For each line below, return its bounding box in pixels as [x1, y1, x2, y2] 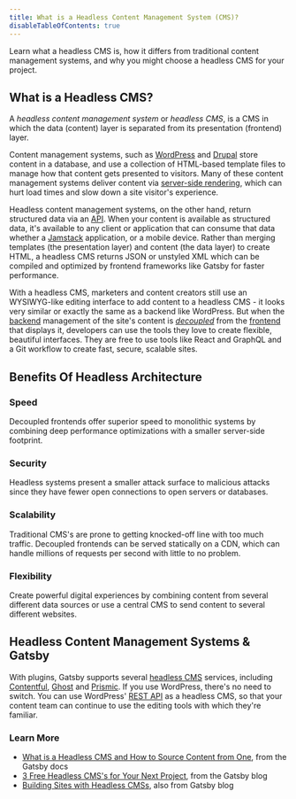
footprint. [9, 435, 43, 446]
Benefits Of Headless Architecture [9, 369, 203, 384]
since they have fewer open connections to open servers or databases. [9, 486, 269, 497]
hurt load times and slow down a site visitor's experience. [9, 187, 219, 198]
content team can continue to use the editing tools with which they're [9, 700, 262, 710]
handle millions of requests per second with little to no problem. [9, 547, 241, 558]
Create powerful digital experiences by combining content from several [9, 590, 269, 601]
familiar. [9, 710, 38, 720]
